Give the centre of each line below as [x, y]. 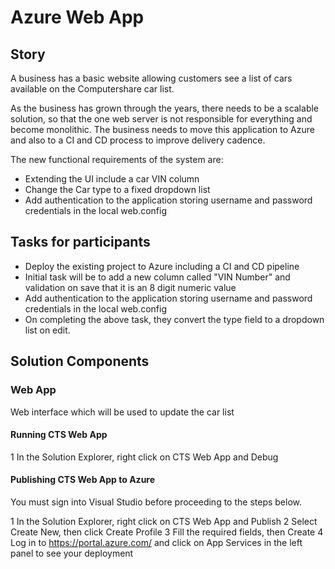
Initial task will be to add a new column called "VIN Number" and [157, 277]
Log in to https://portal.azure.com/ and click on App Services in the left [156, 542]
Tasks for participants [80, 242]
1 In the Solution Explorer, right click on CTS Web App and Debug [144, 457]
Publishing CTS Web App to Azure [83, 480]
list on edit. [47, 330]
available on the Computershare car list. [92, 89]
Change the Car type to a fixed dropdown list [117, 189]
